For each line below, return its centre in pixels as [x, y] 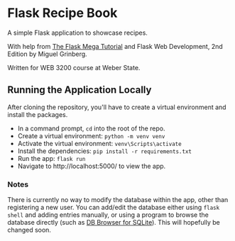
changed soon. [29, 230]
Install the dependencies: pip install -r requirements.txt [104, 151]
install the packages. [38, 114]
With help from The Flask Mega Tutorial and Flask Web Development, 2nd [115, 46]
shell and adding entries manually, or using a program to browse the [108, 215]
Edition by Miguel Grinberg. [47, 54]
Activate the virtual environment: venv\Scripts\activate [100, 143]
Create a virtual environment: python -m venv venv [91, 135]
